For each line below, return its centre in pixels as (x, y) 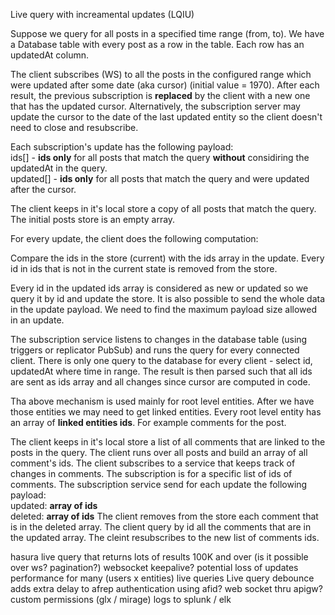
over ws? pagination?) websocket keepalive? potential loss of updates (154, 567)
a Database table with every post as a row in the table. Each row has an (157, 44)
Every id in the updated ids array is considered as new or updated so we (159, 288)
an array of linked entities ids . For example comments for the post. (148, 422)
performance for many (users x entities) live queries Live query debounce (162, 578)
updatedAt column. (49, 55)
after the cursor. (43, 189)
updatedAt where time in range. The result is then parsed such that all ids (161, 371)
